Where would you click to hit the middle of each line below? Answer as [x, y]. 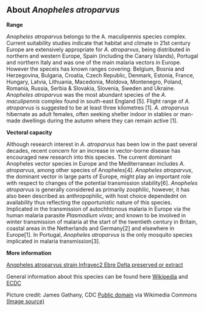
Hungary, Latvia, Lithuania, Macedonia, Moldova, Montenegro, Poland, [95, 82]
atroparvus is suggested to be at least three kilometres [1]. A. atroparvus [98, 107]
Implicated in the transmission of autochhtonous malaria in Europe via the [98, 209]
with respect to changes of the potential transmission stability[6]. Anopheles [102, 183]
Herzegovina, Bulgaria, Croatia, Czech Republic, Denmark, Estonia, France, [100, 75]
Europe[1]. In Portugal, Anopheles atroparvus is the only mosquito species [100, 234]
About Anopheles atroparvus [63, 10]
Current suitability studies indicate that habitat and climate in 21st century [98, 43]
